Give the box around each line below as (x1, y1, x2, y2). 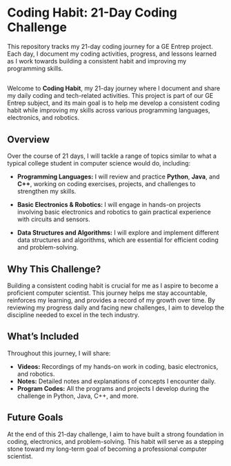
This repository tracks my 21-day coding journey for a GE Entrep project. (7, 42, 214, 50)
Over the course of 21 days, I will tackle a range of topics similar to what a (7, 152, 217, 160)
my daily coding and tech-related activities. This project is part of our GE (7, 92, 214, 100)
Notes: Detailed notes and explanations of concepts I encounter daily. (17, 377, 216, 385)
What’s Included (7, 331, 79, 343)
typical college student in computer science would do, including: (7, 159, 191, 168)
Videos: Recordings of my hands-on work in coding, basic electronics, (17, 362, 219, 370)
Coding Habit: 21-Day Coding (7, 5, 178, 21)
